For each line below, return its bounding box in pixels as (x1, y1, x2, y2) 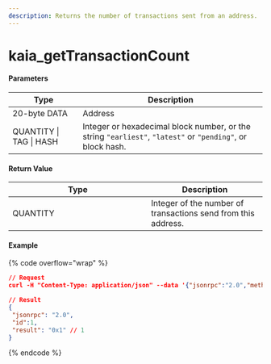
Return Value (8, 163, 53, 174)
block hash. (82, 141, 127, 153)
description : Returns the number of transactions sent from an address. (8, 11, 258, 20)
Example (8, 240, 39, 250)
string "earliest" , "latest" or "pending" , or (82, 131, 248, 142)
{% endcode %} (8, 348, 62, 358)
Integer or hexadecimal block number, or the (82, 121, 252, 132)
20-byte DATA (12, 108, 69, 119)
